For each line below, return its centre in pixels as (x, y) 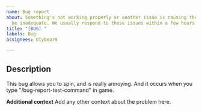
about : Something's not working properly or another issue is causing (96, 17)
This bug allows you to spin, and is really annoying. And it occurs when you (99, 83)
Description (29, 69)
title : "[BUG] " (26, 28)
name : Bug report (28, 12)
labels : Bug (21, 34)
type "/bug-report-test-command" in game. (60, 90)
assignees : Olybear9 (32, 40)
